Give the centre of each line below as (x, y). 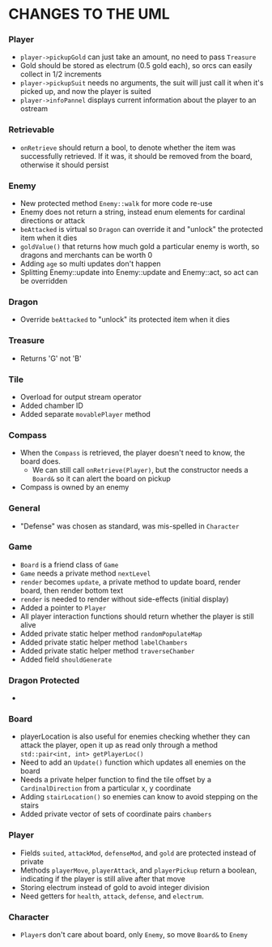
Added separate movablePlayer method (85, 414)
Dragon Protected (44, 680)
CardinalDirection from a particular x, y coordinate (106, 788)
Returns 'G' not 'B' (51, 358)
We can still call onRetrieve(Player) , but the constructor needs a (140, 470)
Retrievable (32, 130)
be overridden (44, 281)
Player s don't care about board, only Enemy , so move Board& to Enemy (134, 935)
